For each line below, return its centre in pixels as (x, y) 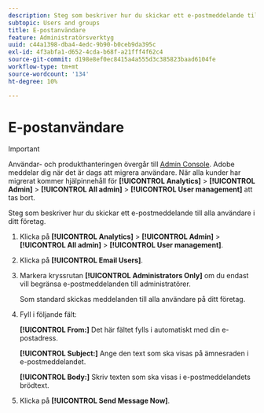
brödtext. (34, 385)
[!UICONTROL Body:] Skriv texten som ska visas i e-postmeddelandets (135, 377)
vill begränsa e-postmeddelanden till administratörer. (105, 284)
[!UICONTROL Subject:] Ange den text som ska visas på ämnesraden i (134, 353)
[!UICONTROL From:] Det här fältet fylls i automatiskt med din (119, 330)
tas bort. (22, 198)
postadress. (39, 338)
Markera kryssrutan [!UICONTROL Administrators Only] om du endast (134, 276)
